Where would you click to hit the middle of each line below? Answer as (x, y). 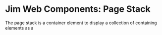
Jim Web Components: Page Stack (78, 9)
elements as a (19, 28)
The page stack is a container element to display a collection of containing (81, 23)
